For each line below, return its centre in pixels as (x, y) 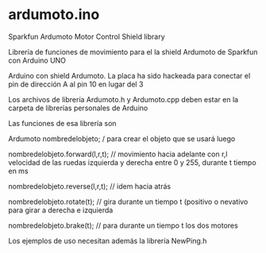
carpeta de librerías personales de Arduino (78, 108)
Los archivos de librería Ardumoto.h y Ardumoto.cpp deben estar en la (123, 99)
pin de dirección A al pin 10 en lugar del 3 (76, 84)
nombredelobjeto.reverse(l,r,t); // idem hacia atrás (90, 186)
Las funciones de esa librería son (62, 123)
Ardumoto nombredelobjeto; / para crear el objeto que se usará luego (122, 138)
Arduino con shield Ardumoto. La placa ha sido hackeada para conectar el (129, 75)
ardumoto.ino (54, 15)
